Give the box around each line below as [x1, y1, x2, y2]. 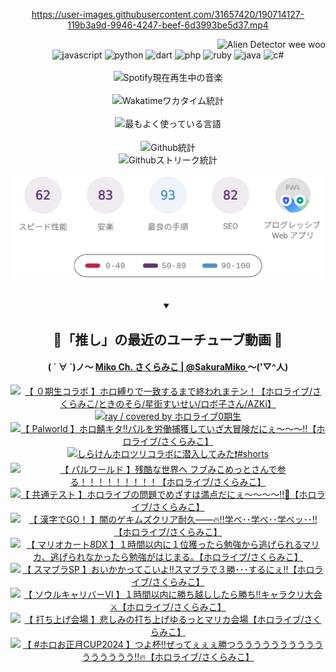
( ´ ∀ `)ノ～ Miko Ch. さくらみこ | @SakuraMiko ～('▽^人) [47, 361, 289, 373]
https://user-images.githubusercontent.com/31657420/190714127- [31, 9, 305, 20]
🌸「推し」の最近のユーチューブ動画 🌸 [53, 331, 283, 348]
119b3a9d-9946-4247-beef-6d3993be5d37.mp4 [67, 19, 269, 31]
